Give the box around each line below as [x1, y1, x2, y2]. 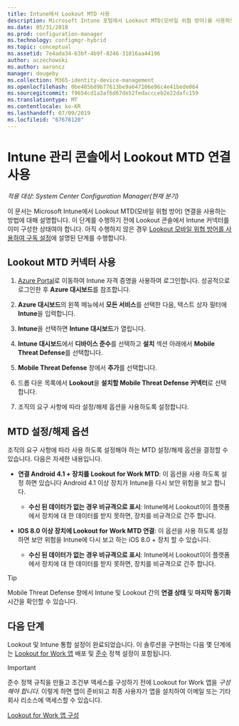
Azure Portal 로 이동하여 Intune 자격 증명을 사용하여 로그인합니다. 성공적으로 [17, 277, 230, 285]
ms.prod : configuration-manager [7, 30, 103, 38]
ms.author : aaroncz [7, 63, 65, 70]
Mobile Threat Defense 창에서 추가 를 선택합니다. [17, 363, 158, 372]
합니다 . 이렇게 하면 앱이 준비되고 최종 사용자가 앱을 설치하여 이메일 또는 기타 [20, 687, 231, 695]
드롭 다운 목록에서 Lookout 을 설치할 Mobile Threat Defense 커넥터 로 [17, 378, 213, 388]
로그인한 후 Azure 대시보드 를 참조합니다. [17, 285, 132, 294]
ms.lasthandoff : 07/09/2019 [7, 110, 91, 117]
